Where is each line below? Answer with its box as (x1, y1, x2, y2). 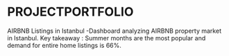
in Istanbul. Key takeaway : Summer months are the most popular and (7, 33, 206, 42)
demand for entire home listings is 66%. (7, 41, 121, 49)
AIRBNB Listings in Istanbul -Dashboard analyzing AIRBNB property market (7, 27, 222, 35)
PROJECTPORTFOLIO (7, 4, 134, 20)
